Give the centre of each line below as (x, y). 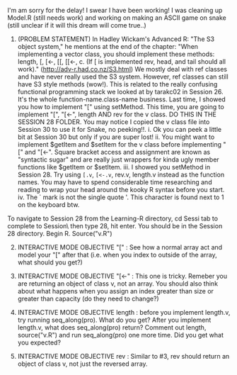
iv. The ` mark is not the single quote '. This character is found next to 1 (121, 197)
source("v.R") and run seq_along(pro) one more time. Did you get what (121, 335)
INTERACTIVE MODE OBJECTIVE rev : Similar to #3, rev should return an (123, 356)
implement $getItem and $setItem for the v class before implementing (119, 144)
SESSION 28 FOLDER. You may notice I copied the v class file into (114, 122)
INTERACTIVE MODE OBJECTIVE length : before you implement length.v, (124, 312)
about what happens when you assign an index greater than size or (116, 291)
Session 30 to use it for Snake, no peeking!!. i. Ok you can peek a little (119, 129)
